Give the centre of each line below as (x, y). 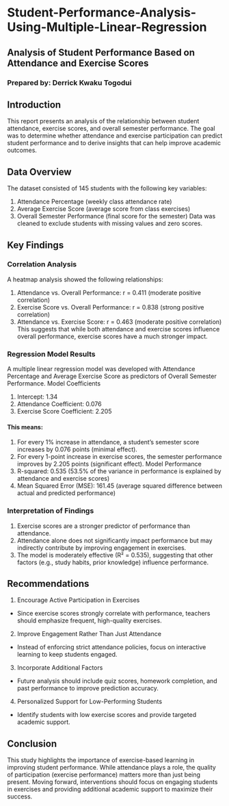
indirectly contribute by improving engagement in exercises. (102, 547)
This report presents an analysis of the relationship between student (103, 121)
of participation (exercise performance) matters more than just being (104, 774)
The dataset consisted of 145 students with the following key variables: (107, 188)
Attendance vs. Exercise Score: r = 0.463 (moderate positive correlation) (119, 322)
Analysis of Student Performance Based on (101, 52)
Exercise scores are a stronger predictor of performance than (104, 526)
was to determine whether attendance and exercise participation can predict (115, 136)
